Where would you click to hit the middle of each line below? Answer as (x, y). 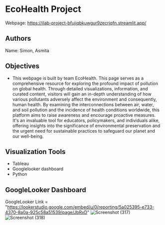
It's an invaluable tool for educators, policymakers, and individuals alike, (86, 120)
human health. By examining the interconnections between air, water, (83, 104)
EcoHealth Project (43, 9)
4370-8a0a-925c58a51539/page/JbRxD (46, 213)
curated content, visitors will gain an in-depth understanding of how (82, 94)
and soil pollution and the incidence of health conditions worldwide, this (86, 110)
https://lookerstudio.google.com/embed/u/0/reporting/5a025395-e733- (81, 207)
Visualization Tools (35, 152)
